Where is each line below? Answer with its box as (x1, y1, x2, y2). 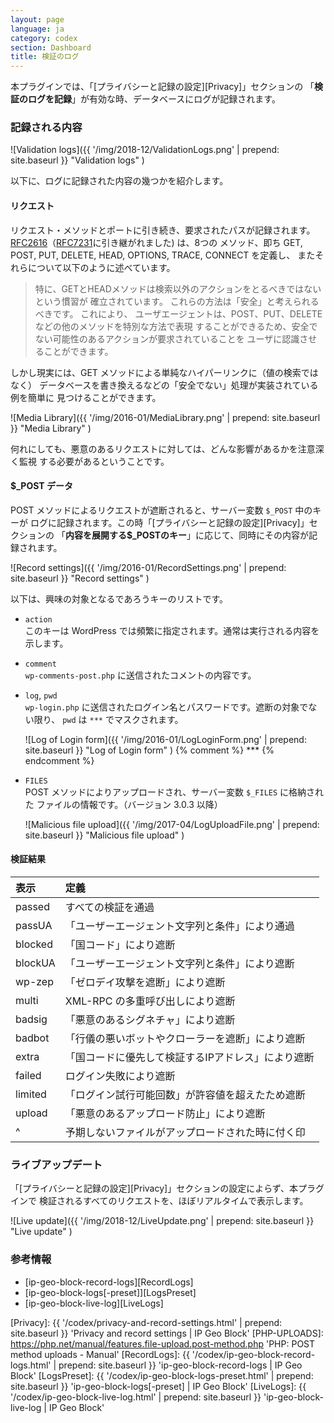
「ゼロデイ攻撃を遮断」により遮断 (64, 976, 226, 990)
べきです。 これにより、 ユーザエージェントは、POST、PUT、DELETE (34, 307, 323, 320)
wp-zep (15, 975, 54, 989)
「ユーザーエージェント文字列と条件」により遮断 (64, 957, 295, 971)
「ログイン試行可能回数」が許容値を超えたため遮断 (64, 1088, 306, 1102)
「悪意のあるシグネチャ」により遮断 (64, 1013, 236, 1027)
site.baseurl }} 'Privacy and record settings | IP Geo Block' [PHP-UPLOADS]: (10, 1327, 324, 1339)
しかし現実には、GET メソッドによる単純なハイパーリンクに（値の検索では (10, 366, 319, 378)
